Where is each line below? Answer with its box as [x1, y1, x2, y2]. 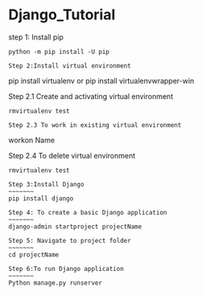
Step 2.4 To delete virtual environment [8, 150, 136, 160]
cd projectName [8, 251, 60, 259]
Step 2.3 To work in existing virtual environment [8, 121, 182, 129]
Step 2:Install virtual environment [8, 62, 131, 70]
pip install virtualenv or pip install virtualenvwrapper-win [8, 76, 195, 85]
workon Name [8, 135, 55, 145]
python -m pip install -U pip [8, 47, 110, 55]
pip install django [8, 195, 74, 203]
